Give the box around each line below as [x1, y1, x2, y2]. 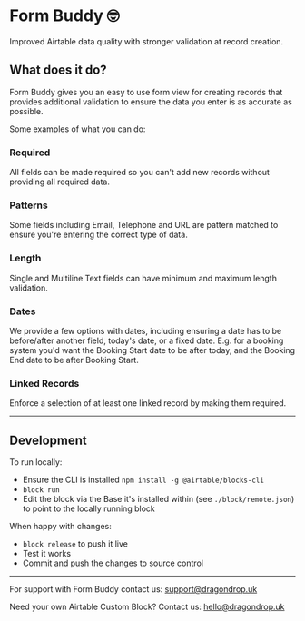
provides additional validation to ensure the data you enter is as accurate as [9, 96, 292, 107]
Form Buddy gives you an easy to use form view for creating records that [9, 86, 283, 97]
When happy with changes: [9, 521, 112, 532]
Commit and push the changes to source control [22, 557, 204, 568]
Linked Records [9, 377, 80, 389]
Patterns [9, 199, 48, 212]
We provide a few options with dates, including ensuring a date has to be [9, 325, 282, 336]
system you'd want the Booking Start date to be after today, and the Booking [9, 344, 296, 355]
